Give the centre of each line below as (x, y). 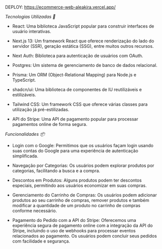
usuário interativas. (32, 31)
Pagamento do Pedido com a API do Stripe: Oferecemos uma (74, 220)
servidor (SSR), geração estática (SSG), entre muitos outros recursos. (83, 46)
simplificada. (25, 156)
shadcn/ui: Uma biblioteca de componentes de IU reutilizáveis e (77, 90)
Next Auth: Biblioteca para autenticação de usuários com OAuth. (78, 56)
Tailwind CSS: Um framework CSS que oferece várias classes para (80, 104)
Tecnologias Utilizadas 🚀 (30, 16)
